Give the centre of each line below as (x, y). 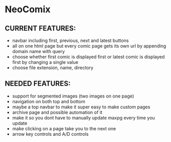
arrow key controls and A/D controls (50, 134)
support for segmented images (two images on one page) (73, 96)
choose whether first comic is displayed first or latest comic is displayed (88, 57)
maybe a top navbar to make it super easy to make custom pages (81, 107)
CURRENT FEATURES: (40, 28)
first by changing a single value (45, 62)
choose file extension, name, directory (53, 68)
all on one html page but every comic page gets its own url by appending (89, 46)
